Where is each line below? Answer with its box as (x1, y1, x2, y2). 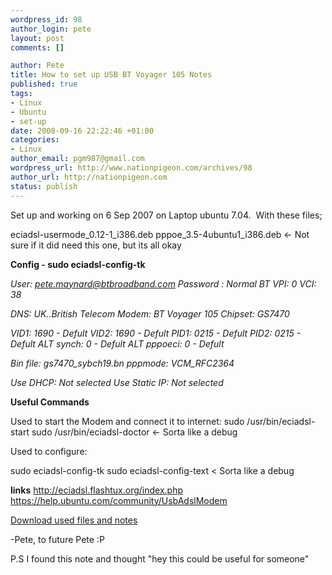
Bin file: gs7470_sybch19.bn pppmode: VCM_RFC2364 (10, 357, 235, 369)
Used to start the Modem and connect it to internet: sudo (10, 415, 245, 427)
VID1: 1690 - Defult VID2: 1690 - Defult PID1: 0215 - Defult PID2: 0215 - (10, 327, 302, 339)
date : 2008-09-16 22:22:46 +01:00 (10, 126, 155, 136)
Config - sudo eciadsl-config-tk (10, 258, 146, 270)
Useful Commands (10, 396, 90, 408)
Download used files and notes (10, 514, 138, 526)
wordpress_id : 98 (10, 14, 83, 25)
